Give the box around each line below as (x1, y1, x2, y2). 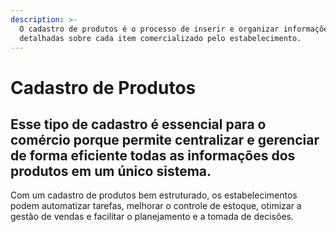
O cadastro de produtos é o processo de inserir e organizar (19, 24, 280, 34)
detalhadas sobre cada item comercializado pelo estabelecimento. (19, 33, 302, 43)
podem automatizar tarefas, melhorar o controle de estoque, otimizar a (10, 200, 302, 212)
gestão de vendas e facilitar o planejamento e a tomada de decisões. (10, 211, 294, 223)
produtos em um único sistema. (10, 162, 212, 180)
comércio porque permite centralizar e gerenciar (10, 131, 320, 148)
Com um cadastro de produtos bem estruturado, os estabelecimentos (10, 189, 298, 201)
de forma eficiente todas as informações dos (10, 147, 296, 164)
